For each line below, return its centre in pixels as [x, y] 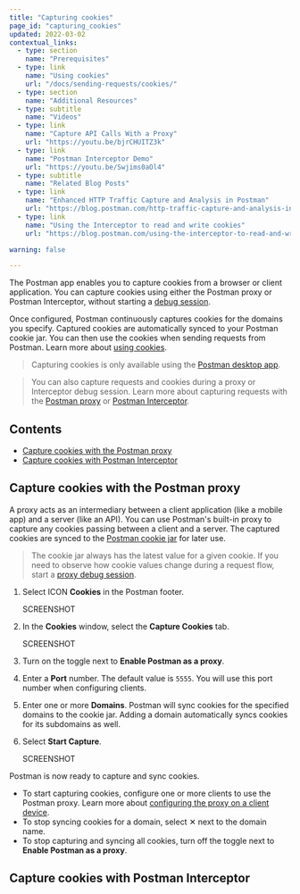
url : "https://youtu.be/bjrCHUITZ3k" [96, 142]
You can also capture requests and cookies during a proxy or [143, 382]
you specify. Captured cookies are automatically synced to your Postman [144, 329]
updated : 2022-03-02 [48, 34]
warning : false [37, 250]
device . [36, 812]
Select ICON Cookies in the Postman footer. [103, 591]
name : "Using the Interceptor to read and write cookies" [135, 225]
